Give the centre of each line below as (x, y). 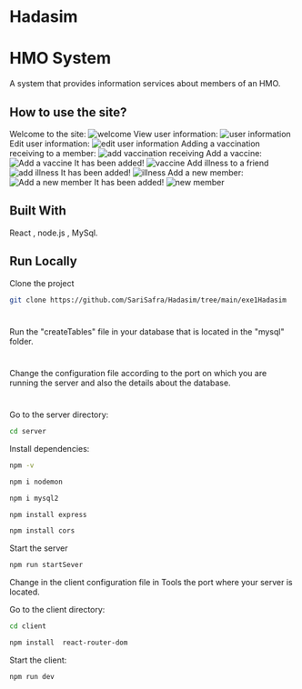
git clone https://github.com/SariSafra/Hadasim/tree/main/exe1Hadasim (148, 300)
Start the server (39, 548)
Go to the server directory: (59, 414)
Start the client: (38, 660)
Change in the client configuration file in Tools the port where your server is (151, 583)
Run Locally (43, 261)
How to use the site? (68, 112)
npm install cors (42, 531)
